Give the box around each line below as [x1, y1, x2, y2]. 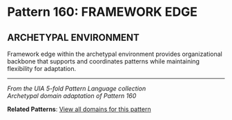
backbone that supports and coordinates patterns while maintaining [7, 57, 200, 66]
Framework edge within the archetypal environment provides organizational [7, 50, 222, 58]
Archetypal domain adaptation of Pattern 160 [7, 92, 137, 100]
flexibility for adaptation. [7, 65, 77, 72]
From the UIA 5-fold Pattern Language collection [7, 84, 146, 92]
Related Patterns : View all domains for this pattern [7, 105, 151, 113]
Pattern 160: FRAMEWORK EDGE [7, 4, 198, 20]
